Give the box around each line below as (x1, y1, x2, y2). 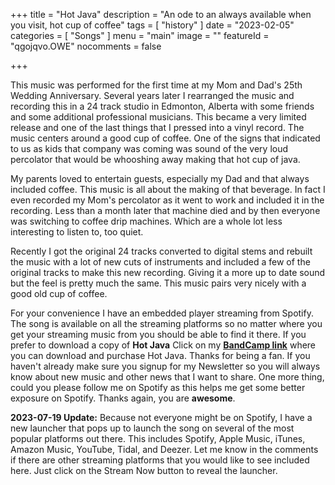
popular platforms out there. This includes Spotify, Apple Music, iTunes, (10, 433, 306, 444)
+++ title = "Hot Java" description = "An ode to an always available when (10, 9, 312, 20)
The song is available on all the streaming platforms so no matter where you (10, 318, 323, 329)
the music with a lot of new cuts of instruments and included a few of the (10, 256, 311, 268)
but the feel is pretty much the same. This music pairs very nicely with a (10, 277, 307, 289)
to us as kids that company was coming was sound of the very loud (10, 143, 289, 154)
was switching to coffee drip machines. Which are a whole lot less (10, 215, 283, 227)
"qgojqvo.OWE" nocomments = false (10, 40, 162, 52)
